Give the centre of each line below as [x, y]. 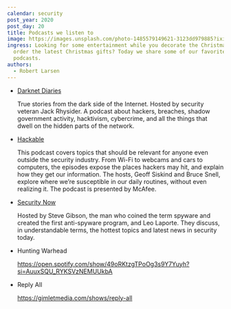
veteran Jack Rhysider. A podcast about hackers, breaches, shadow [114, 111]
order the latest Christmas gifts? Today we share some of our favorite [120, 52]
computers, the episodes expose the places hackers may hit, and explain [120, 167]
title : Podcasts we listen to [51, 33]
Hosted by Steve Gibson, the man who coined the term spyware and [114, 215]
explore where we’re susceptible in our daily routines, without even [112, 181]
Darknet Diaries [39, 91]
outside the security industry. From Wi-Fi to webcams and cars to [110, 159]
